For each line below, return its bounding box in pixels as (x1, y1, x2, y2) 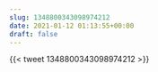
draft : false (9, 29, 58, 38)
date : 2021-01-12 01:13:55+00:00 (9, 21, 135, 30)
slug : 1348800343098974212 (9, 12, 110, 22)
